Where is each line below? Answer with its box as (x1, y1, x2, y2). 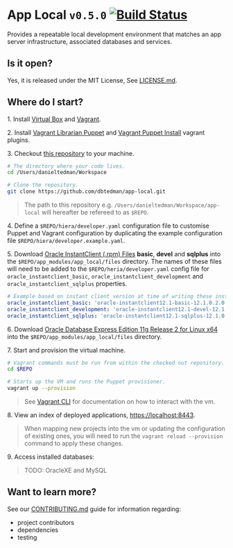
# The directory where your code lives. (7, 162, 126, 170)
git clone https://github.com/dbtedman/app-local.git (7, 188, 166, 195)
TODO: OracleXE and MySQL (24, 467, 107, 475)
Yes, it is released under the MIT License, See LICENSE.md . (7, 76, 178, 84)
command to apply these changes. (24, 439, 123, 448)
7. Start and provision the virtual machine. (7, 345, 126, 354)
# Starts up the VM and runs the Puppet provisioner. (7, 378, 166, 386)
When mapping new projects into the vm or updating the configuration (24, 425, 225, 433)
